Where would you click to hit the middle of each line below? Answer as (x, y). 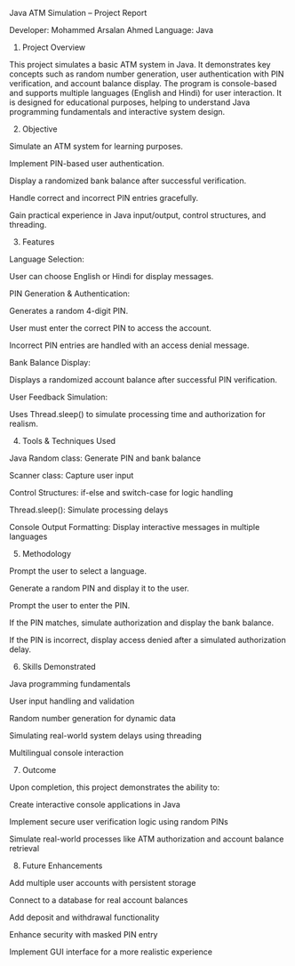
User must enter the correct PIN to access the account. (110, 328)
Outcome (39, 770)
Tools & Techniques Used (69, 441)
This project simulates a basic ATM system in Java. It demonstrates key (140, 64)
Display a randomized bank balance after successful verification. (128, 181)
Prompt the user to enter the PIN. (70, 605)
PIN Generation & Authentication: (70, 294)
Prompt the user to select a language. (78, 571)
